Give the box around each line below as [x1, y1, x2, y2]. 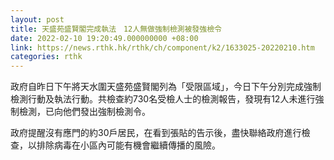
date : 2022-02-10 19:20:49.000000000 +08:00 [10, 33, 199, 43]
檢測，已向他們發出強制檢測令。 [18, 106, 151, 118]
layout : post [10, 14, 65, 25]
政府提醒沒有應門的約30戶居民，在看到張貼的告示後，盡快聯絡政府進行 [10, 127, 302, 139]
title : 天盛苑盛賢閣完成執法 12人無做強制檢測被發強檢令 [10, 24, 222, 34]
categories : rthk [10, 52, 83, 62]
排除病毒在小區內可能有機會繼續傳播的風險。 [36, 139, 221, 151]
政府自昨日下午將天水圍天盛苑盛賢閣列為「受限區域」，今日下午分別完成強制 [10, 81, 322, 93]
